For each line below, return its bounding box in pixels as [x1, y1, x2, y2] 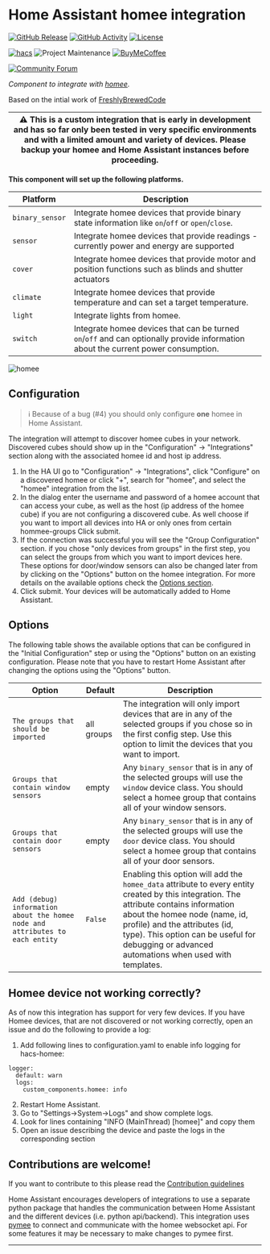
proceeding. [111, 154, 159, 165]
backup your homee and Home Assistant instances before [20, 143, 250, 155]
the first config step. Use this [122, 728, 232, 739]
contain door [12, 836, 63, 845]
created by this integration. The [122, 888, 241, 899]
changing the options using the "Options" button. [8, 665, 171, 675]
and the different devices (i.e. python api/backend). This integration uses [8, 1211, 250, 1222]
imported [12, 732, 46, 741]
